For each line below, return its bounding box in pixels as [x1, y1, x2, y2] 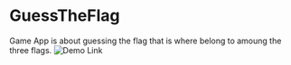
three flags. [9, 44, 52, 55]
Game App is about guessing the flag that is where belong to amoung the [9, 35, 282, 46]
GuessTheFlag [9, 5, 120, 26]
